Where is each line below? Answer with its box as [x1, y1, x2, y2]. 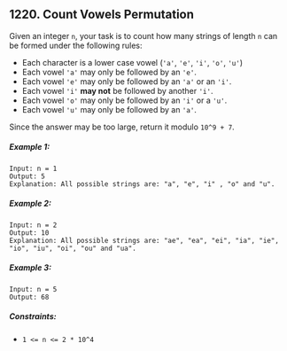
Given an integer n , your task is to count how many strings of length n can [9, 30, 278, 41]
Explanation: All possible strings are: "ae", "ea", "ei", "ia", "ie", [9, 236, 279, 245]
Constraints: [9, 311, 57, 322]
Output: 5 [9, 172, 46, 181]
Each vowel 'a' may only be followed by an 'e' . [21, 66, 198, 77]
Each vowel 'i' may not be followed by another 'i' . [21, 85, 213, 96]
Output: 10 [9, 228, 50, 238]
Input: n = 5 [9, 285, 58, 293]
